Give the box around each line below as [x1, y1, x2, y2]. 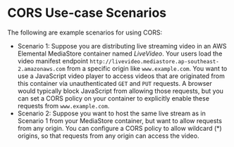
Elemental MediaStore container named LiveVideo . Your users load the [17, 49, 223, 58]
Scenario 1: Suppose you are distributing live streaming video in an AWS [17, 41, 227, 50]
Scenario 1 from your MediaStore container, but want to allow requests [17, 116, 222, 124]
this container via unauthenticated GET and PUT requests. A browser [17, 79, 213, 87]
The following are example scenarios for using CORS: [7, 28, 163, 37]
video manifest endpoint [17, 56, 88, 65]
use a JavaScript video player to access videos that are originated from [17, 72, 226, 80]
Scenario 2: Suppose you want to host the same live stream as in [17, 109, 206, 117]
